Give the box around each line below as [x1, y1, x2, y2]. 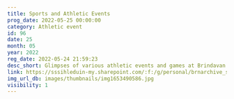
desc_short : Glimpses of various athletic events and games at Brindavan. [7, 62, 229, 69]
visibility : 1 [7, 82, 49, 89]
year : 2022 [7, 49, 39, 56]
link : [7, 68, 23, 75]
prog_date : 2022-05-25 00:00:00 [7, 17, 101, 24]
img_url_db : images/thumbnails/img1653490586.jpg [7, 75, 155, 82]
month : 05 [7, 43, 36, 49]
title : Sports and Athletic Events [7, 10, 111, 17]
